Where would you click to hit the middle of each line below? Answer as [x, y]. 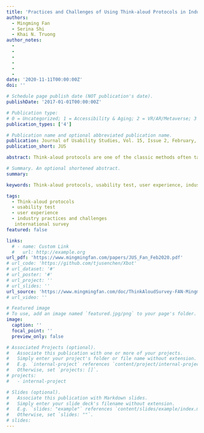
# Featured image [28, 308]
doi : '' [16, 86]
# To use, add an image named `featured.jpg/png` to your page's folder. [102, 314]
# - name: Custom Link [40, 247]
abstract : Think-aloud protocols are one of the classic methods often [99, 158]
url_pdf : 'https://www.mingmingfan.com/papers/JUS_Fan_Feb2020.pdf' [95, 258]
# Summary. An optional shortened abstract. [63, 168]
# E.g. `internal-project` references [58, 364]
